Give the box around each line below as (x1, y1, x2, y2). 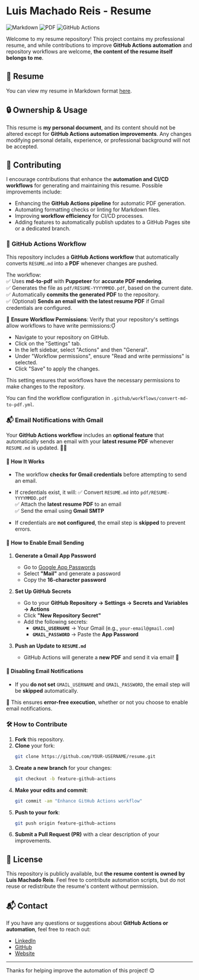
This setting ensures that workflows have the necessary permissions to (6, 376, 181, 383)
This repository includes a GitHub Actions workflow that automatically (6, 253, 179, 261)
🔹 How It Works (6, 458, 45, 465)
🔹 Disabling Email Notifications (6, 667, 84, 674)
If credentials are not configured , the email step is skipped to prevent (14, 519, 185, 527)
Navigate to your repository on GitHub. (14, 334, 110, 341)
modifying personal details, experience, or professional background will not (6, 137, 191, 144)
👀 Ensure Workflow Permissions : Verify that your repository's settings (6, 316, 179, 323)
